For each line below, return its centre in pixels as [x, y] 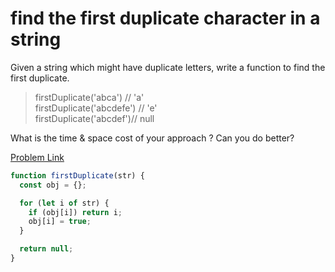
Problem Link [37, 157]
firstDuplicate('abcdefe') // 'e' [96, 108]
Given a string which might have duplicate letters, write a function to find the [168, 67]
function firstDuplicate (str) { [77, 175]
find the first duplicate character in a [165, 18]
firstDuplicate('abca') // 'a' [89, 97]
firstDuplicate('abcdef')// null [94, 118]
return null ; [46, 249]
